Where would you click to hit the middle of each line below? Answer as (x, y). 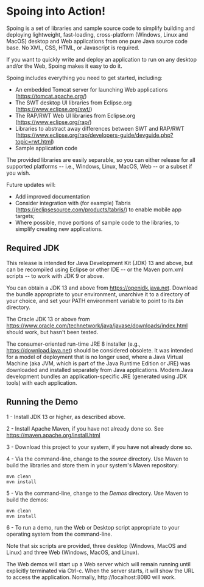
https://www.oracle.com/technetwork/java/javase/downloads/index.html (97, 326)
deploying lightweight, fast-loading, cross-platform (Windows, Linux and (97, 34)
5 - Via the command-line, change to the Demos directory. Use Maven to (97, 493)
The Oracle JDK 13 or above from (48, 319)
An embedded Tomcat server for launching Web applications (91, 89)
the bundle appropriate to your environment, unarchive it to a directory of (98, 294)
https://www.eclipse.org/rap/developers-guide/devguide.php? (95, 135)
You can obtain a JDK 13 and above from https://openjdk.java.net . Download (102, 288)
